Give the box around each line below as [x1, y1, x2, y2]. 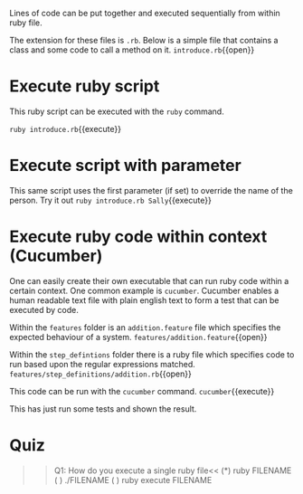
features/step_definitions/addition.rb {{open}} [9, 368, 192, 379]
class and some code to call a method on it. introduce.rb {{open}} [9, 44, 255, 55]
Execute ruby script [9, 76, 160, 97]
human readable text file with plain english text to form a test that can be [9, 294, 279, 306]
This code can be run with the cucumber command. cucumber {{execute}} [9, 385, 275, 396]
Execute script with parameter [9, 156, 241, 176]
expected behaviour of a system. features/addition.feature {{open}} [9, 331, 269, 342]
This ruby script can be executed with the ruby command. [9, 106, 224, 117]
